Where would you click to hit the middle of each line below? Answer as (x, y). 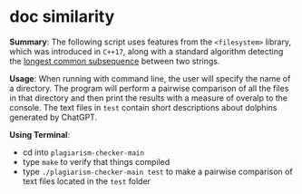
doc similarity (62, 17)
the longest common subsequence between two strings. (115, 61)
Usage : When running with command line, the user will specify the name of (150, 78)
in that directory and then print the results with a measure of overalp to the (149, 98)
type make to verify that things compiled (96, 161)
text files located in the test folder (87, 181)
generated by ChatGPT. (54, 117)
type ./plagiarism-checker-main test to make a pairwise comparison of (157, 171)
